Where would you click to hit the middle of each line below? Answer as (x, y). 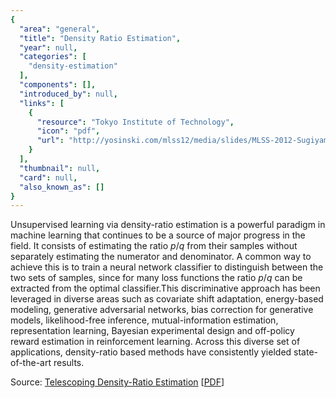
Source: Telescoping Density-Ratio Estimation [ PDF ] (117, 382)
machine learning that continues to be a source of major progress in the (158, 235)
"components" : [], (58, 85)
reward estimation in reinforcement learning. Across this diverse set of (155, 342)
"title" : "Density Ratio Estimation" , (100, 38)
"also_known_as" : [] (62, 187)
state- (306, 352)
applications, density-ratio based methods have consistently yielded (151, 352)
